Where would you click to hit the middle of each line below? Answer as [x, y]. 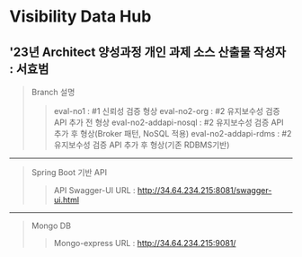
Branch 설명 [53, 92]
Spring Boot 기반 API [69, 172]
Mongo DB [51, 226]
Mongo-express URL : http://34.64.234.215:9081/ [145, 243]
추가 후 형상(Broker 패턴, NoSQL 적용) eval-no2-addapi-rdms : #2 [173, 133]
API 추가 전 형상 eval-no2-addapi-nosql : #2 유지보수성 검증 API [169, 122]
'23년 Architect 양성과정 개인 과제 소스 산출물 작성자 [148, 52]
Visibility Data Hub [80, 17]
